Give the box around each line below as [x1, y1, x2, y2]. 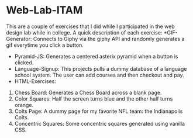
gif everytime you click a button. [6, 42, 84, 49]
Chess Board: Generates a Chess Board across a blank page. [14, 89, 162, 96]
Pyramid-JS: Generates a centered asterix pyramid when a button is [14, 53, 178, 60]
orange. [14, 101, 34, 108]
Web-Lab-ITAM [6, 4, 83, 17]
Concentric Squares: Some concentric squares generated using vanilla [14, 120, 185, 127]
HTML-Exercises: [14, 77, 57, 85]
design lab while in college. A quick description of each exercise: [6, 29, 163, 36]
